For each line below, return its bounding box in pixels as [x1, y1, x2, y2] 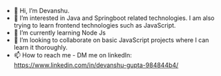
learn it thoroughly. [13, 44, 68, 51]
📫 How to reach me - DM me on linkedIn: [13, 51, 133, 59]
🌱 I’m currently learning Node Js [13, 28, 106, 37]
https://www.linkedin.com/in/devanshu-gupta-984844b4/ [13, 61, 179, 69]
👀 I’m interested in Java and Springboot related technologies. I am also [13, 14, 215, 22]
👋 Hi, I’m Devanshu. [13, 7, 70, 15]
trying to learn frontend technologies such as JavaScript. [13, 21, 176, 29]
